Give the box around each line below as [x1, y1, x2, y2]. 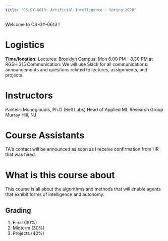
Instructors [5, 90, 53, 101]
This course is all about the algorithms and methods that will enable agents [5, 186, 161, 192]
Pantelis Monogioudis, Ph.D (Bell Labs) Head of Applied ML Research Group [5, 106, 163, 112]
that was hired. [5, 151, 36, 157]
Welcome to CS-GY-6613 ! [5, 21, 60, 27]
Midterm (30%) [12, 225, 45, 231]
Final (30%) [12, 220, 37, 226]
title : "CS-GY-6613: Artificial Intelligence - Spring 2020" [5, 7, 137, 13]
